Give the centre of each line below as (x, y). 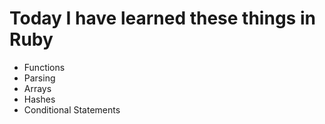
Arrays (37, 88)
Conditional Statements (72, 109)
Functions (44, 67)
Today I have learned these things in (162, 18)
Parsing (39, 78)
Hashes (39, 99)
